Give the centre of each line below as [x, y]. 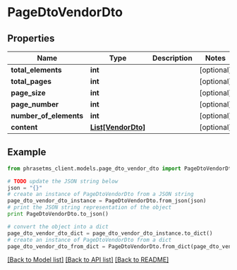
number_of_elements [47, 116]
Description [172, 58]
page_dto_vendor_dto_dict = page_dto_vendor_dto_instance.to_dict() [110, 233]
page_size [28, 93]
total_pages [31, 81]
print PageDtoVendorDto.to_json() [58, 214]
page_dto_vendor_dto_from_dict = [56, 246]
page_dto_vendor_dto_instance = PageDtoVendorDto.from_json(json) [107, 201]
